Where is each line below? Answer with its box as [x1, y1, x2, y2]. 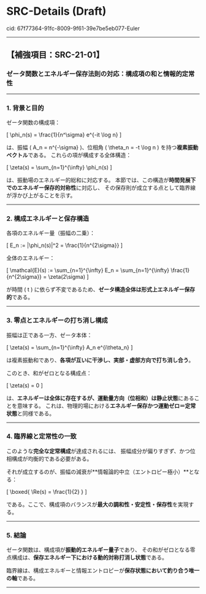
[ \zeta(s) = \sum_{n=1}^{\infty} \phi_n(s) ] [6, 163, 112, 171]
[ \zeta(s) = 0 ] [6, 381, 43, 389]
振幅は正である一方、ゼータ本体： [6, 331, 93, 338]
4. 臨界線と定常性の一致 [6, 432, 77, 440]
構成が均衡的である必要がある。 [11, 455, 93, 462]
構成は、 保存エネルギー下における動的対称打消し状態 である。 [11, 554, 167, 561]
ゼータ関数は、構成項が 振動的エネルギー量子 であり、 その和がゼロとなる [6, 546, 190, 553]
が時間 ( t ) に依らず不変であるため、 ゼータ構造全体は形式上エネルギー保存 [6, 286, 196, 293]
